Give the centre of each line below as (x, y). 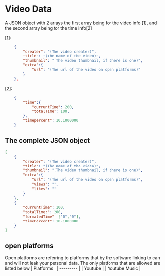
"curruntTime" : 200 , (53, 107)
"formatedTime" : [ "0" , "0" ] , (52, 217)
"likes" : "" (44, 189)
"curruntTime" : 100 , (44, 207)
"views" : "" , (45, 184)
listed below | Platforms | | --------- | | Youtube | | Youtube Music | (73, 268)
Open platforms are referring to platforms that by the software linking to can (82, 258)
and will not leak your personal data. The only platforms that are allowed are (82, 263)
